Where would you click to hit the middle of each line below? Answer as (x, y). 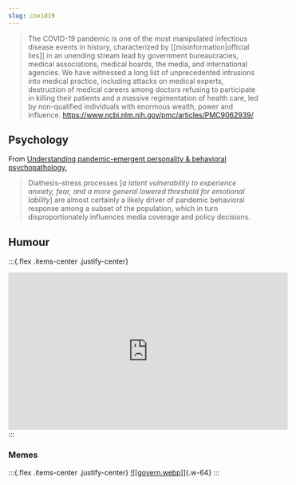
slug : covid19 (32, 16)
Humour (29, 242)
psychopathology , (38, 168)
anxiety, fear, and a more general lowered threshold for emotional (136, 192)
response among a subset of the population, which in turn (123, 209)
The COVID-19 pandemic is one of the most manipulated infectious (138, 38)
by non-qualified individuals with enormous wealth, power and (130, 106)
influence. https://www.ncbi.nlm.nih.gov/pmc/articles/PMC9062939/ (140, 115)
